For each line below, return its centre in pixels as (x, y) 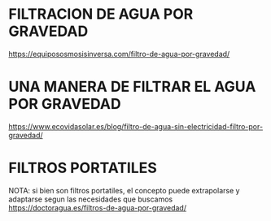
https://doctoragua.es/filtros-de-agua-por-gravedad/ (98, 207)
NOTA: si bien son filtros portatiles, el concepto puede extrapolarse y (124, 190)
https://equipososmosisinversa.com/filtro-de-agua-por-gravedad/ (119, 54)
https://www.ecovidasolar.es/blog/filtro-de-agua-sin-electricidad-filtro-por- (135, 126)
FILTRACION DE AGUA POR (101, 14)
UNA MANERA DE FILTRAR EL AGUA (132, 87)
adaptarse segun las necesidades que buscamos (91, 199)
